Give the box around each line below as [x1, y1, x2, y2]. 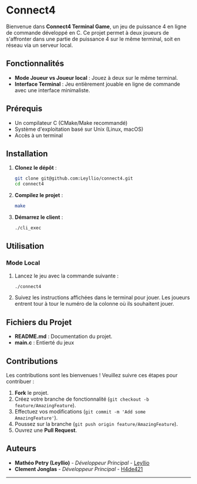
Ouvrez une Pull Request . [14, 427, 77, 434]
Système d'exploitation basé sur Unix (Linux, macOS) [14, 126, 144, 133]
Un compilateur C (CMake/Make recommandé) [14, 119, 128, 126]
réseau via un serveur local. [6, 42, 73, 49]
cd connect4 [14, 181, 44, 187]
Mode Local [6, 259, 40, 267]
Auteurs [6, 444, 37, 453]
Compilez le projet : [14, 192, 63, 199]
